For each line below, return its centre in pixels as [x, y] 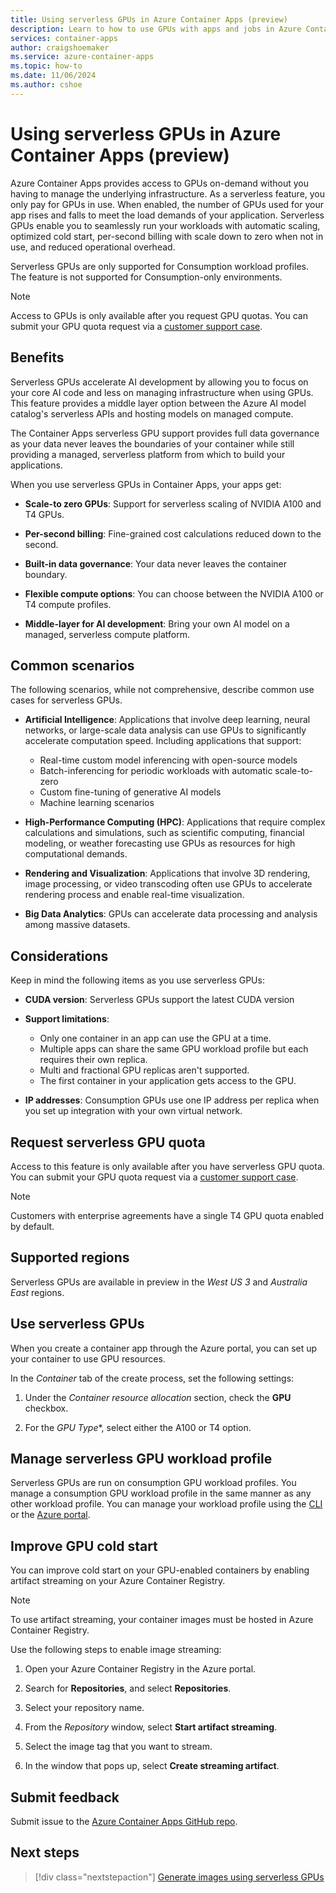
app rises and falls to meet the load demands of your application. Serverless [167, 215]
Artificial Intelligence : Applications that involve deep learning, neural [167, 720]
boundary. [46, 574]
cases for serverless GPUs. [66, 700]
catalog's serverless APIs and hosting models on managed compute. [152, 413]
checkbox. [46, 1408]
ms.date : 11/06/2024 [53, 76]
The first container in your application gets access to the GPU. [168, 1081]
